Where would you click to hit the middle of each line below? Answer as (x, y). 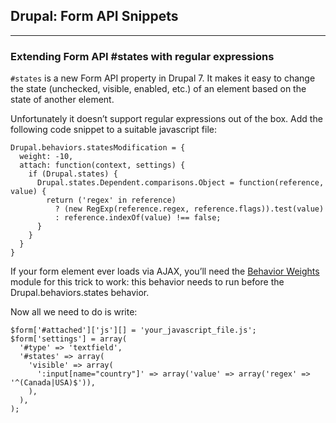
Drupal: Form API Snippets (94, 16)
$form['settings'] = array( (69, 339)
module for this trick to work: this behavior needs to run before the (147, 282)
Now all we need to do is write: (74, 312)
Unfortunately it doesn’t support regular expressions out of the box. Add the (166, 119)
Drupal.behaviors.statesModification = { (98, 148)
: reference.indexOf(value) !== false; (138, 218)
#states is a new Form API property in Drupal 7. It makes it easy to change (163, 78)
